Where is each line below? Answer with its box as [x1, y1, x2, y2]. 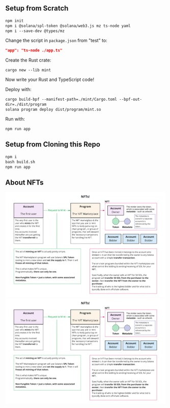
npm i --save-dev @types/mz [5, 28, 65, 34]
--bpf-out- [119, 97, 143, 102]
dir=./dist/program [5, 102, 47, 107]
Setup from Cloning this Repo [5, 140, 101, 149]
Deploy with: [5, 86, 32, 92]
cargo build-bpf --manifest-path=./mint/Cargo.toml [5, 97, 117, 102]
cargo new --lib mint [5, 67, 51, 73]
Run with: [5, 115, 25, 122]
